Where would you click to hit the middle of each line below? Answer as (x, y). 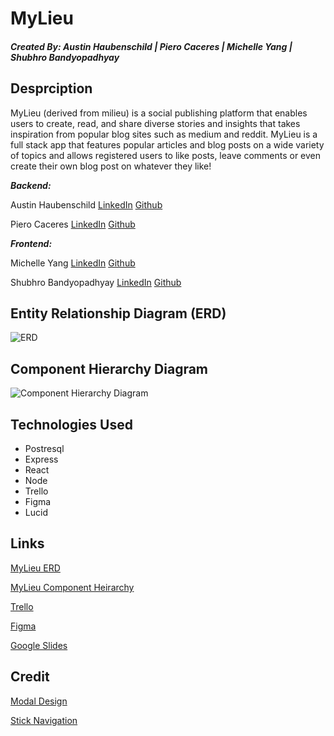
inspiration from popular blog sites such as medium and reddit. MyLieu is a (164, 134)
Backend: (31, 185)
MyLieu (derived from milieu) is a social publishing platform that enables (159, 113)
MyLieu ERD (35, 568)
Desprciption (51, 88)
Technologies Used (71, 424)
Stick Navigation (44, 720)
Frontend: (31, 243)
